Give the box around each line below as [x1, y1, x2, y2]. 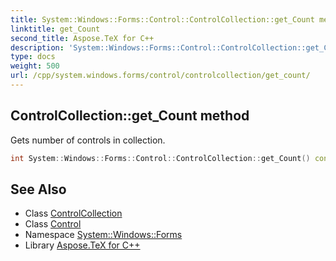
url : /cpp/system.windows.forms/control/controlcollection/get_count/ [10, 71, 311, 81]
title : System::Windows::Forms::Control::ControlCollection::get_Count [10, 14, 315, 25]
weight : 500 [10, 61, 60, 71]
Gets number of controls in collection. [10, 134, 166, 146]
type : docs [10, 52, 56, 62]
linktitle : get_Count [10, 24, 101, 34]
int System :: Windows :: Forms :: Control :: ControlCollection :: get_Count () [10, 153, 311, 163]
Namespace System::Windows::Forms [24, 229, 183, 241]
